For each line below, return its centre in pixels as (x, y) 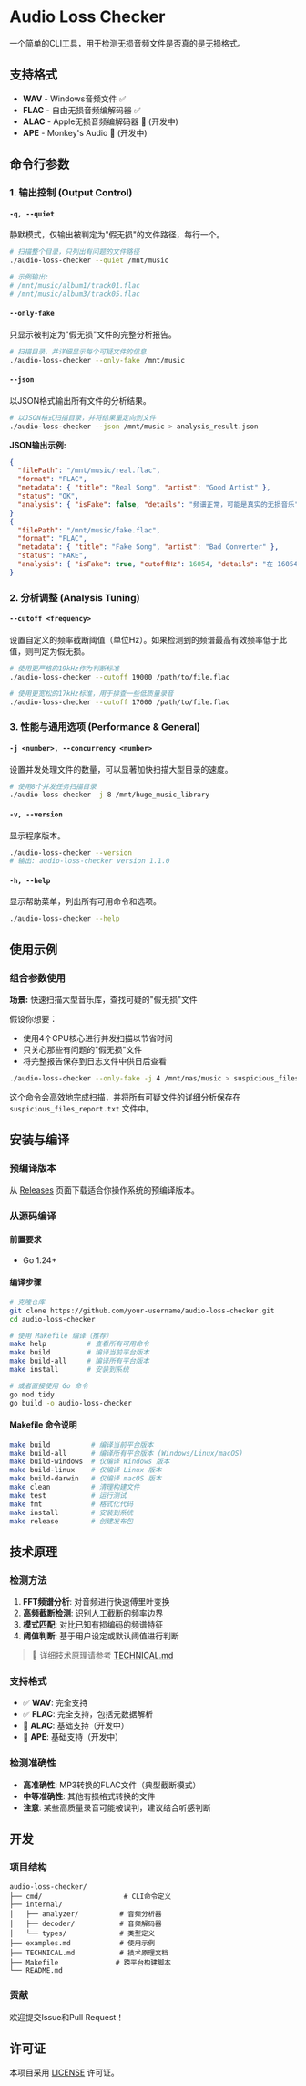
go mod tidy (32, 1395)
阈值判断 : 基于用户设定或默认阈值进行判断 (101, 1636)
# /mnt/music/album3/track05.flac (75, 294)
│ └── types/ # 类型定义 (82, 1933)
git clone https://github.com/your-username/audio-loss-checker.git (142, 1311)
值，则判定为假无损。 (49, 651)
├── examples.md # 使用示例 (82, 1944)
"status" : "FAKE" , (53, 556)
